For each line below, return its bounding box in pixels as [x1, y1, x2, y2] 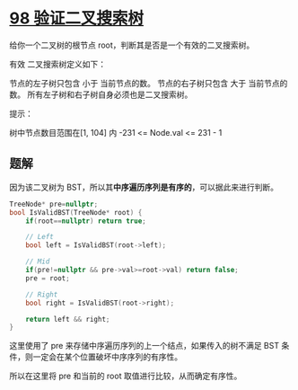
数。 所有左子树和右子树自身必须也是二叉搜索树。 [9, 89, 193, 100]
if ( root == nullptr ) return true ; [25, 217, 146, 226]
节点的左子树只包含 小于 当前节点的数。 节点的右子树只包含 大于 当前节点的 [9, 77, 288, 88]
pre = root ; [25, 273, 70, 283]
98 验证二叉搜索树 [9, 8, 145, 29]
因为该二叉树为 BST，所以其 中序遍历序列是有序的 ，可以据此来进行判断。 [9, 182, 279, 192]
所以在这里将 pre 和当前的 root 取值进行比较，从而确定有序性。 [9, 370, 242, 382]
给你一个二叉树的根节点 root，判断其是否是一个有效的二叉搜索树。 [9, 40, 255, 50]
